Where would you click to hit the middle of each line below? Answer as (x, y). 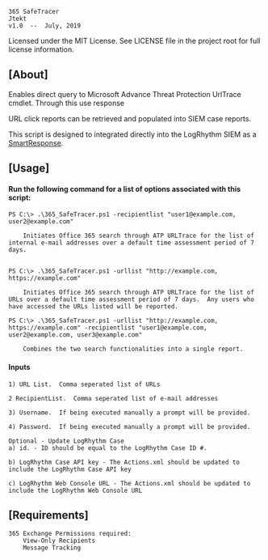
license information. (41, 49)
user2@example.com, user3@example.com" (75, 335)
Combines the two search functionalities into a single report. (133, 349)
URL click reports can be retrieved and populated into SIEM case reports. (130, 118)
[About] (28, 75)
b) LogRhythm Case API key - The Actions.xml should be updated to (124, 462)
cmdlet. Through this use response (67, 103)
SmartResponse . (36, 142)
